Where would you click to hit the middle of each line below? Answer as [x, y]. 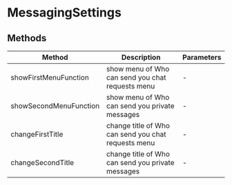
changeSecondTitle [42, 163]
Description [141, 57]
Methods [27, 38]
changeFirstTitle [37, 134]
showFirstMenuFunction [50, 77]
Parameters [202, 57]
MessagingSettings [65, 13]
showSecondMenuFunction [55, 106]
